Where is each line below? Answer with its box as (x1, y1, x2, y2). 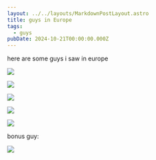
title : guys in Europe (7, 16, 72, 23)
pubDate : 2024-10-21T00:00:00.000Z (7, 36, 109, 43)
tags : (7, 23, 23, 30)
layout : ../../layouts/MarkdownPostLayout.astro (7, 10, 149, 17)
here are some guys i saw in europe (7, 54, 109, 62)
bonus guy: (7, 132, 39, 141)
